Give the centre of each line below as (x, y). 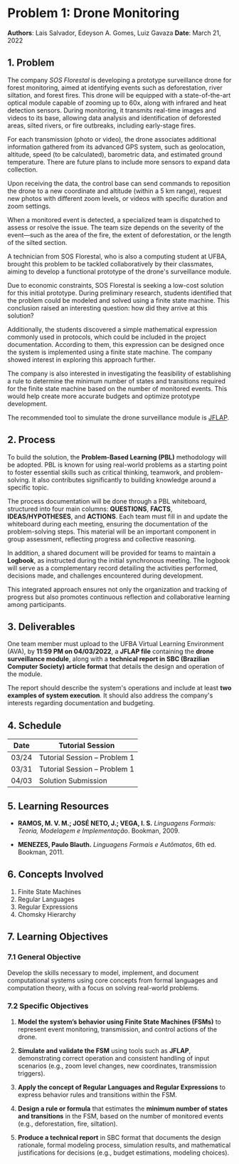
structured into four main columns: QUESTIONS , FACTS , (90, 509)
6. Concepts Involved (55, 874)
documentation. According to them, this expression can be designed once (116, 344)
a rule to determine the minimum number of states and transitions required (117, 381)
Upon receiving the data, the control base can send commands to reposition (119, 183)
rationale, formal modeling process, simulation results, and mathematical (124, 1145)
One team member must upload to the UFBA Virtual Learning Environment (116, 644)
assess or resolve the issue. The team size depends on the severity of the (116, 227)
